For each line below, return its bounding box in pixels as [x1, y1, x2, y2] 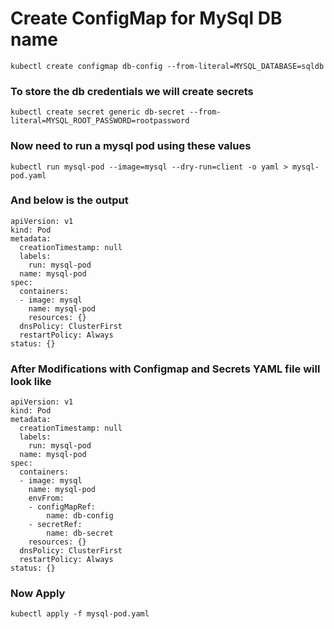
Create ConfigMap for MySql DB [10, 7, 283, 30]
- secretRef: [28, 520, 83, 530]
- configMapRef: [28, 502, 97, 512]
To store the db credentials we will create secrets [10, 84, 254, 98]
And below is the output [10, 193, 129, 207]
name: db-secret [46, 528, 114, 539]
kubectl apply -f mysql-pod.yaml [10, 609, 150, 619]
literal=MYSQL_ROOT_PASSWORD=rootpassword [10, 116, 190, 126]
